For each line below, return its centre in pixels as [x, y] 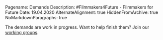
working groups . [22, 32]
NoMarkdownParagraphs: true [36, 18]
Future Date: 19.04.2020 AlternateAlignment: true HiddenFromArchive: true [82, 12]
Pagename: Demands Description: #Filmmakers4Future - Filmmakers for [79, 7]
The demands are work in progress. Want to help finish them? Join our [77, 27]
